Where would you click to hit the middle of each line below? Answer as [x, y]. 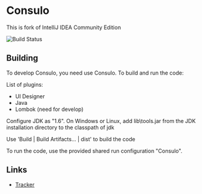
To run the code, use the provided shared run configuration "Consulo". [94, 151]
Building [22, 58]
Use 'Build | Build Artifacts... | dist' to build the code [71, 139]
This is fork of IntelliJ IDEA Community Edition [64, 27]
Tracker [25, 184]
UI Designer [30, 96]
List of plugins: [25, 84]
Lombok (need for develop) [49, 109]
